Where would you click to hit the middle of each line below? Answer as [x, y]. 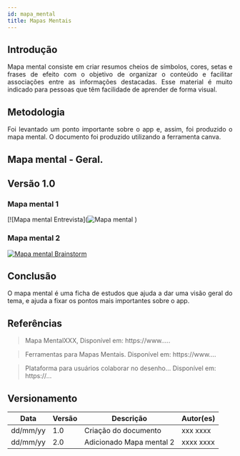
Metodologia [36, 112]
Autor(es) [198, 418]
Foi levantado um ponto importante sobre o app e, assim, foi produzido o [120, 129]
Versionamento [42, 398]
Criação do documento [123, 430]
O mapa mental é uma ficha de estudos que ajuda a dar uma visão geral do [120, 293]
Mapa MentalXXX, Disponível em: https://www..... [97, 341]
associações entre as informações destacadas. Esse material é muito [120, 82]
